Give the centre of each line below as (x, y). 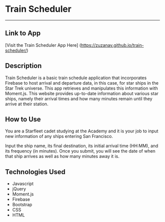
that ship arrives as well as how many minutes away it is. (62, 157)
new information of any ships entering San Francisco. (59, 136)
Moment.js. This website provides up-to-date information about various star (82, 93)
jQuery (19, 189)
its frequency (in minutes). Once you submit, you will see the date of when (80, 151)
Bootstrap (22, 205)
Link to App (23, 33)
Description (23, 66)
